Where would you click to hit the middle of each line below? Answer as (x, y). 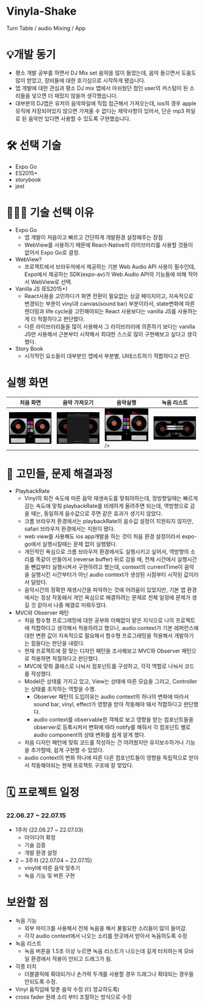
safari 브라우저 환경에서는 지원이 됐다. (70, 529)
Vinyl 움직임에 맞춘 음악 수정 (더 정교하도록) (67, 989)
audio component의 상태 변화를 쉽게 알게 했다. (90, 735)
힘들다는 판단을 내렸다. (58, 643)
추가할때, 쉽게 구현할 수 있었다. (67, 750)
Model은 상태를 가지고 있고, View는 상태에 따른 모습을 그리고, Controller (111, 681)
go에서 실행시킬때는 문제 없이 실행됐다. (71, 544)
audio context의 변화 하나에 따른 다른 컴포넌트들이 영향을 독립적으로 (106, 758)
